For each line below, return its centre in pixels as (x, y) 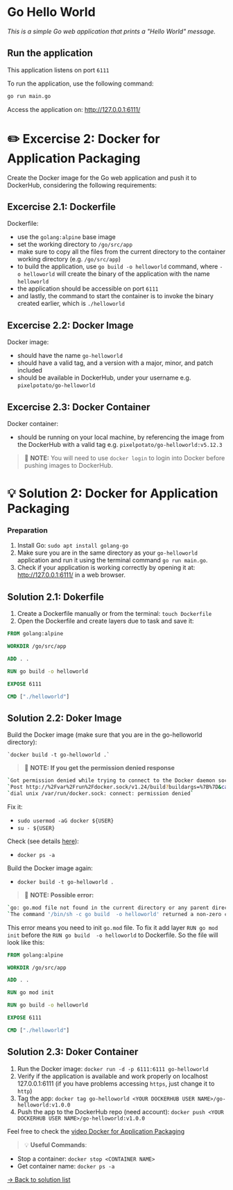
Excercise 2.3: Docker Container (79, 407)
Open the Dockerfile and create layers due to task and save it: (105, 621)
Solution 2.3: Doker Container (73, 1052)
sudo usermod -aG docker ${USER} (66, 821)
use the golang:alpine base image (66, 237)
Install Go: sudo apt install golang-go (73, 546)
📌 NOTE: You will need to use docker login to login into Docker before (124, 458)
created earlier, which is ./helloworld (71, 304)
